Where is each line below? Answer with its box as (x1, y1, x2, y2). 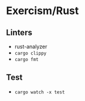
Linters (6, 28, 32, 38)
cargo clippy (14, 51, 47, 56)
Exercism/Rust (6, 4, 79, 18)
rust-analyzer (14, 43, 47, 50)
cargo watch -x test (14, 89, 65, 95)
